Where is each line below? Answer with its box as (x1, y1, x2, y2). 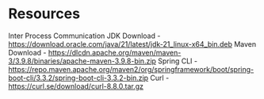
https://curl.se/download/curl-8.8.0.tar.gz (8, 81, 144, 91)
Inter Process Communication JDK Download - (8, 31, 161, 40)
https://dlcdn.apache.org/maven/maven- (48, 48, 182, 57)
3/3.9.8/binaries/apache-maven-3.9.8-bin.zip (8, 56, 157, 66)
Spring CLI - (158, 56, 198, 66)
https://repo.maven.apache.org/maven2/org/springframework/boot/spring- (8, 64, 254, 74)
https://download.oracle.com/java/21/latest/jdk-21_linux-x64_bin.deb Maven (8, 39, 256, 48)
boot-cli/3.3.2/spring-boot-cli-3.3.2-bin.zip (8, 73, 149, 82)
